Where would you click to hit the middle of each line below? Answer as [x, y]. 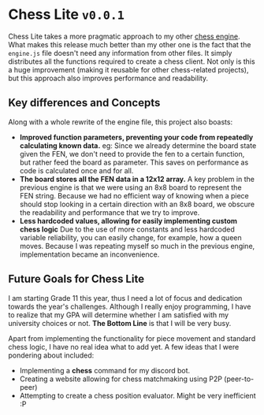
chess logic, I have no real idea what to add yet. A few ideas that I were [124, 346]
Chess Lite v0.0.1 [66, 15]
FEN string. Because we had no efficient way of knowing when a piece [134, 195]
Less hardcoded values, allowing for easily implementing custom [128, 220]
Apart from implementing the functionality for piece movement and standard [132, 338]
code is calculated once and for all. [76, 170]
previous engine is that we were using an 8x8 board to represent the [130, 187]
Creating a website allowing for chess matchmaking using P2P [121, 379]
